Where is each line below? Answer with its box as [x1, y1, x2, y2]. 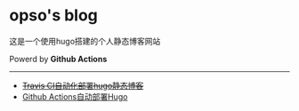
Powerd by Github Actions [9, 53, 108, 64]
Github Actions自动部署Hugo [21, 91, 128, 102]
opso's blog [9, 5, 98, 26]
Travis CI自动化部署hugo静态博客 [21, 80, 144, 91]
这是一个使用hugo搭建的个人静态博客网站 [9, 36, 161, 46]
